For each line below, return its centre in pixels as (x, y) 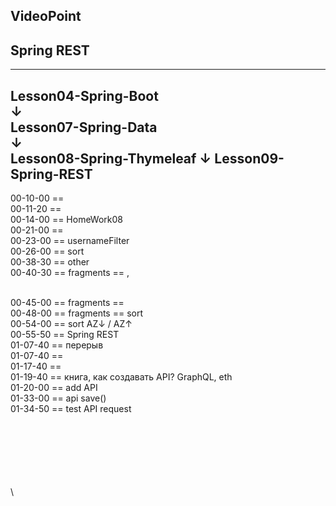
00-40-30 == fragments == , (70, 273)
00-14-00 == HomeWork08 (67, 220)
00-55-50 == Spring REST (65, 335)
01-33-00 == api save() (58, 398)
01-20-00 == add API (54, 388)
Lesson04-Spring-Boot (84, 95)
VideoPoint (46, 16)
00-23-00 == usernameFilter (70, 241)
